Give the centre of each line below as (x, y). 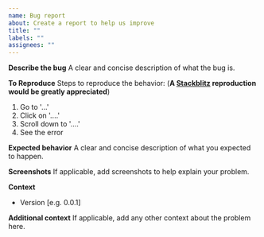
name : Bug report (37, 16)
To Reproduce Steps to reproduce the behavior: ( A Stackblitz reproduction (132, 84)
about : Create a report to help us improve (82, 23)
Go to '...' (34, 107)
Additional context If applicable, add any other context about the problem (130, 218)
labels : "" (26, 38)
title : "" (25, 30)
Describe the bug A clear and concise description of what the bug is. (122, 68)
